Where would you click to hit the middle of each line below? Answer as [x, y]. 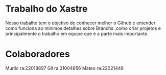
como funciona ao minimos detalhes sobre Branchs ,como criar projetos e [83, 28]
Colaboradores [38, 54]
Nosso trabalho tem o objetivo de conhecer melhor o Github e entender [80, 23]
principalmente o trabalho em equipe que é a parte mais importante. [77, 33]
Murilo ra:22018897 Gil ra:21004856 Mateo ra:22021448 [65, 68]
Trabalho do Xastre [46, 9]
